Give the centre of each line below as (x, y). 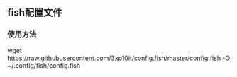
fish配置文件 (35, 13)
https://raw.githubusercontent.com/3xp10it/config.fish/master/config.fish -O (119, 58)
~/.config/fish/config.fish (44, 65)
